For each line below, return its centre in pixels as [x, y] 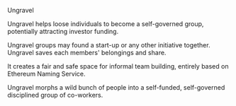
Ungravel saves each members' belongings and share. [87, 53]
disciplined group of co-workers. [55, 95]
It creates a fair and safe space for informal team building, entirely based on [118, 66]
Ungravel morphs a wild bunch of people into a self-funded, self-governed [116, 87]
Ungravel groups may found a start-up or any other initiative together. [109, 45]
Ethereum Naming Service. [47, 74]
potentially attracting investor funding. [63, 31]
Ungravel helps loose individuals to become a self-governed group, [106, 24]
